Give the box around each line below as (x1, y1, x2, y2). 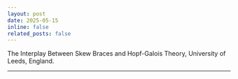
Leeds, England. (7, 57, 55, 66)
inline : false (7, 23, 50, 30)
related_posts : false (7, 30, 72, 37)
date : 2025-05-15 (7, 17, 59, 24)
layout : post (7, 10, 46, 18)
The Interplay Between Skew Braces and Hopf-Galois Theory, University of (7, 49, 227, 58)
